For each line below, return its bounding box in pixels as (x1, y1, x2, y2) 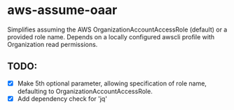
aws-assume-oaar (7, 2, 118, 18)
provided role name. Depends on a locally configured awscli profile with (7, 32, 215, 41)
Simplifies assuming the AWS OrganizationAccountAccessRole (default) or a (7, 25, 228, 34)
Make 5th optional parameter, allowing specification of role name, (17, 79, 207, 88)
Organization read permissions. (7, 40, 98, 48)
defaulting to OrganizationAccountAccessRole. (17, 87, 153, 95)
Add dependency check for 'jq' (17, 94, 107, 103)
